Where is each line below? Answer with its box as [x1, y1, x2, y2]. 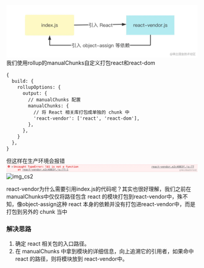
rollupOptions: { [17, 84, 61, 90]
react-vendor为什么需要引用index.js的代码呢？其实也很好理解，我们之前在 [6, 185, 191, 193]
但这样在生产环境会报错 [6, 157, 65, 164]
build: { [12, 78, 34, 84]
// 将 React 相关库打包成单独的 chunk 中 [33, 109, 130, 115]
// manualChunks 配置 [28, 97, 81, 103]
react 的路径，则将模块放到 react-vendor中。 [15, 255, 128, 263]
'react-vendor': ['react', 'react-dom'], [33, 115, 140, 122]
